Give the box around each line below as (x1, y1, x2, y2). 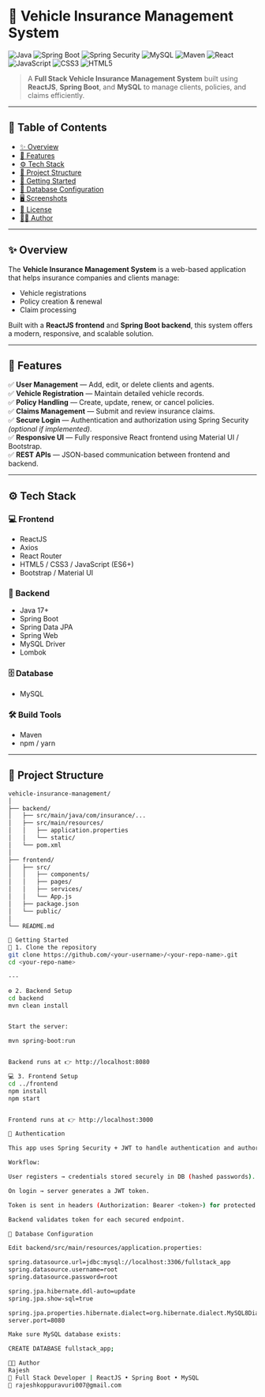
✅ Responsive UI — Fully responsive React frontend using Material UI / (8, 432, 239, 442)
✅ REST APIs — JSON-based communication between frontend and (8, 450, 230, 459)
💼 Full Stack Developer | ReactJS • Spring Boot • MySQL (8, 1373, 200, 1382)
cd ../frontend (8, 1079, 58, 1088)
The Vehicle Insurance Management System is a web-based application (8, 264, 246, 274)
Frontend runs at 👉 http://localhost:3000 (8, 1116, 154, 1123)
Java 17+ (19, 606, 49, 615)
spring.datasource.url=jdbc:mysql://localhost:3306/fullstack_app (8, 1259, 231, 1267)
